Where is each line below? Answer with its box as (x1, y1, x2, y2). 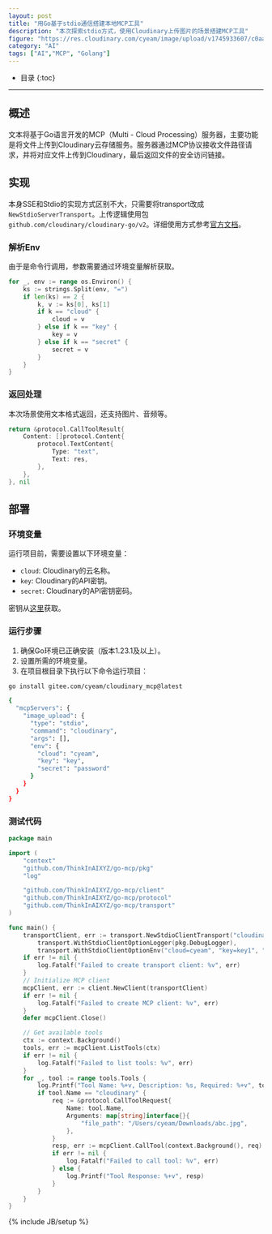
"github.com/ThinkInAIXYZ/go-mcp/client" (23, 886, 164, 895)
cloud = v (51, 316, 85, 324)
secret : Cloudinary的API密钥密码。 (19, 586, 137, 596)
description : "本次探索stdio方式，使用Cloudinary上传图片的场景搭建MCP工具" (8, 27, 249, 35)
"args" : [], (29, 734, 70, 742)
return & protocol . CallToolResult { (8, 425, 125, 433)
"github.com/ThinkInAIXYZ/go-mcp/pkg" (23, 864, 154, 872)
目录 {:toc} (19, 73, 56, 82)
